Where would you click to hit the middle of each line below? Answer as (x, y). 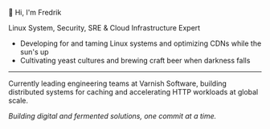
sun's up (35, 52)
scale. (18, 101)
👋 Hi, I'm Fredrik (35, 12)
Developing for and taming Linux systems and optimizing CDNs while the (141, 43)
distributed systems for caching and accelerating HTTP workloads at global (133, 92)
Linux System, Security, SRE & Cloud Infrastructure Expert (104, 28)
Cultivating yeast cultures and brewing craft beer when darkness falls (135, 60)
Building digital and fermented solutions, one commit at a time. (112, 116)
